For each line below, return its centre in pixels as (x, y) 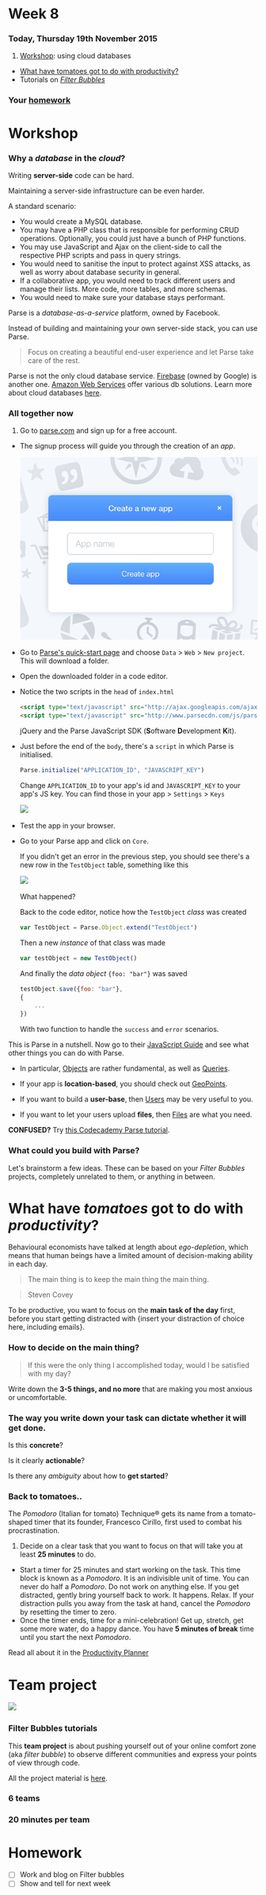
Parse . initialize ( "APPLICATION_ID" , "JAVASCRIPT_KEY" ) (112, 770)
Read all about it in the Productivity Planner (78, 1653)
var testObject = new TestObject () (78, 958)
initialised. (36, 755)
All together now (41, 413)
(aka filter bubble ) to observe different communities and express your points (133, 1754)
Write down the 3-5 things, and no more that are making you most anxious (131, 1389)
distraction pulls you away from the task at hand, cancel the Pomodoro (135, 1604)
